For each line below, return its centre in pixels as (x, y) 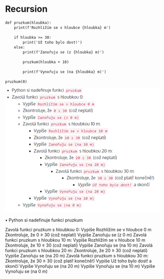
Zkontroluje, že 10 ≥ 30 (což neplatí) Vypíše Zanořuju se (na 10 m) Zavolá (79, 245)
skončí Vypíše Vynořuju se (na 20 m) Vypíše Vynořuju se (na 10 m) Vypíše (80, 266)
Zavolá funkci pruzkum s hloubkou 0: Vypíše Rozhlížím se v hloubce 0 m (78, 230)
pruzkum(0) (16, 82)
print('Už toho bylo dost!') (53, 42)
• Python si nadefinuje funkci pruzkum (44, 220)
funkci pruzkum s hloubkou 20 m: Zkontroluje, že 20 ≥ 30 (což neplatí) (76, 251)
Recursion (26, 9)
